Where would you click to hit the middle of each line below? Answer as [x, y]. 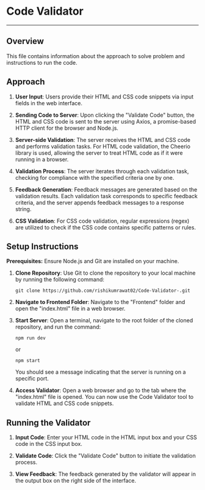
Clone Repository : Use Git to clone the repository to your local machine [106, 273]
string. [23, 209]
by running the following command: [60, 280]
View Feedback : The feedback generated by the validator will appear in [106, 474]
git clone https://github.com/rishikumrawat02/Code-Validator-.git [103, 291]
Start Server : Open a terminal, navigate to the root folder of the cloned [104, 321]
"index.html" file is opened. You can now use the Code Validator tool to [104, 397]
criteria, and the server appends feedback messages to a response [99, 202]
